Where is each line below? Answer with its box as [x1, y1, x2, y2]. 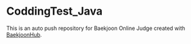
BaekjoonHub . [6, 31, 42, 38]
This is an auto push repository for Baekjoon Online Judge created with [6, 24, 186, 32]
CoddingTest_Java [6, 4, 103, 18]
